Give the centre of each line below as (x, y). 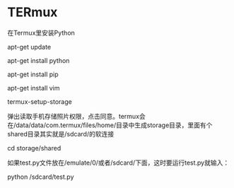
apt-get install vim (34, 88)
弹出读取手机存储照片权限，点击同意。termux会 (77, 116)
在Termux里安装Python (41, 33)
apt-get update (29, 47)
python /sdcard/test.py (41, 177)
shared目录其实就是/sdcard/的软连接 (61, 134)
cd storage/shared (34, 148)
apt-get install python (39, 60)
